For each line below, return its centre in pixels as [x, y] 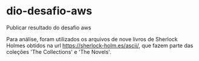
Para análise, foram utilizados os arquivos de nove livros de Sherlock [92, 39]
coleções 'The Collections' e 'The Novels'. [59, 51]
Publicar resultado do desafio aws [49, 28]
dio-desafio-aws [49, 11]
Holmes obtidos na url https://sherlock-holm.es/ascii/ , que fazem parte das [100, 45]
